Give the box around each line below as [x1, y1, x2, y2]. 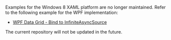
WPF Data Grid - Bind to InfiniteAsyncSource [12, 19, 107, 25]
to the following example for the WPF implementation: [5, 9, 118, 15]
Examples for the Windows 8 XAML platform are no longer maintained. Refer [5, 4, 166, 10]
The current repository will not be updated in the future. [5, 29, 123, 34]
